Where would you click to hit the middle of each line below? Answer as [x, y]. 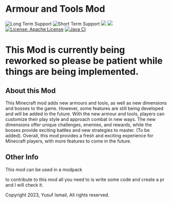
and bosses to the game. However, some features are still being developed [84, 108]
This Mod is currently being [65, 50]
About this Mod [31, 90]
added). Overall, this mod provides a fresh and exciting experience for [79, 135]
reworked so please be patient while [84, 61]
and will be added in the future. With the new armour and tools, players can [85, 114]
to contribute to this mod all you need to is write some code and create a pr [85, 179]
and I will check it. [24, 185]
